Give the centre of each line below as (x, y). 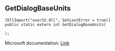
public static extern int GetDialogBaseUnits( (55, 24)
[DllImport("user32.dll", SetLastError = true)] (58, 20)
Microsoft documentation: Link (37, 43)
